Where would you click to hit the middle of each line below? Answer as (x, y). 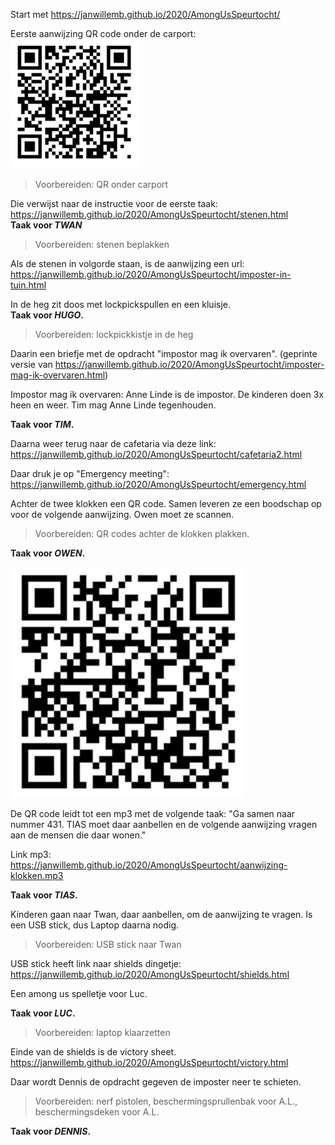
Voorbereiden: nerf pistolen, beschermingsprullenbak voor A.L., (166, 1101)
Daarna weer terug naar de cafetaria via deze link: (113, 443)
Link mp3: (31, 854)
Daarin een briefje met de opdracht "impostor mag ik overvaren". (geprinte (164, 353)
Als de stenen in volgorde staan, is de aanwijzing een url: (127, 263)
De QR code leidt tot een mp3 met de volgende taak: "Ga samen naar (153, 813)
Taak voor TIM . (42, 424)
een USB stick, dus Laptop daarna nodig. (95, 925)
